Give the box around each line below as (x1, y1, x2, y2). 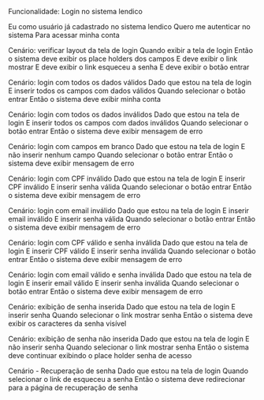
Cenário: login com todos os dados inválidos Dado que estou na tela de (8, 110, 240, 119)
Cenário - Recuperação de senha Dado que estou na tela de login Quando (8, 366, 249, 376)
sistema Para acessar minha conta (8, 31, 120, 39)
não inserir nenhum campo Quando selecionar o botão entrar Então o (8, 150, 233, 159)
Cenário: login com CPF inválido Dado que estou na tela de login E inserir (8, 174, 246, 183)
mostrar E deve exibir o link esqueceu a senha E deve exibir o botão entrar (8, 62, 250, 72)
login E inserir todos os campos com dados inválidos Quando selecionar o (8, 118, 249, 127)
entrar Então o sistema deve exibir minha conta (8, 95, 162, 103)
